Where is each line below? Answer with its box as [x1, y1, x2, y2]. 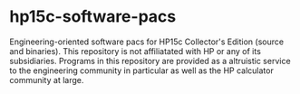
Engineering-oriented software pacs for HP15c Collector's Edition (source [9, 36, 284, 47]
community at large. [9, 74, 84, 85]
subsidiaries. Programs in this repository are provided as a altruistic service [9, 55, 292, 66]
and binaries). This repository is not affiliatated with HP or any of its [9, 45, 261, 56]
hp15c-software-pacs [9, 6, 177, 27]
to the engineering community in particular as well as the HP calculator [9, 65, 274, 76]
